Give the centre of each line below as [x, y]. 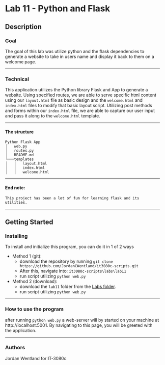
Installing [16, 236]
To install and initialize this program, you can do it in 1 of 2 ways [69, 247]
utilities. [16, 202]
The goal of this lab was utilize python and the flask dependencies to [75, 51]
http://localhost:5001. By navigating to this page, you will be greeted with [79, 325]
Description [23, 27]
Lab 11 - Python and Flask [58, 9]
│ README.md [20, 155]
